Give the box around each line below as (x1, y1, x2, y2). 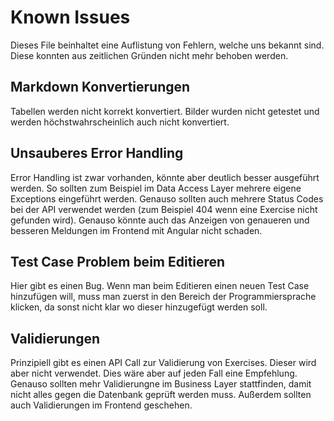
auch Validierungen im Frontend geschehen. (10, 399, 193, 411)
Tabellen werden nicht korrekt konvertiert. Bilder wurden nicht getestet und (10, 105, 320, 117)
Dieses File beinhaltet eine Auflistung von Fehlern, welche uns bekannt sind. (10, 39, 325, 51)
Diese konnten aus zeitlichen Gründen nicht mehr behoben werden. (10, 49, 289, 61)
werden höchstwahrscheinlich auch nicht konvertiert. (10, 116, 230, 128)
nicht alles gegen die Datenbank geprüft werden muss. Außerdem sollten (10, 389, 312, 401)
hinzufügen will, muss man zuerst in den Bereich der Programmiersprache (10, 291, 317, 303)
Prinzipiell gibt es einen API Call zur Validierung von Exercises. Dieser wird (10, 357, 317, 369)
